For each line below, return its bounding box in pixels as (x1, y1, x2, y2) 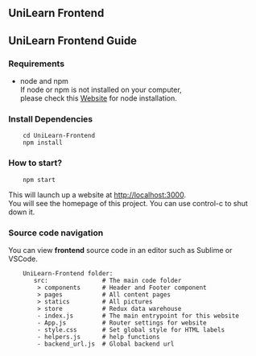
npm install (23, 139, 63, 147)
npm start (23, 176, 56, 184)
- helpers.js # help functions (37, 333, 160, 341)
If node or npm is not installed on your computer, (19, 85, 183, 95)
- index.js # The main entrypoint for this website (37, 312, 240, 320)
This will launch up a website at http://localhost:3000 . (8, 189, 187, 200)
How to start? (8, 157, 63, 168)
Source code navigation (8, 227, 104, 238)
